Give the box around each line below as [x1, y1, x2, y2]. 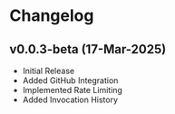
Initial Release [22, 65, 75, 76]
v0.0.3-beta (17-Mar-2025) [9, 42, 167, 57]
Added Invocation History [22, 94, 119, 105]
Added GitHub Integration [22, 75, 119, 86]
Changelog [9, 5, 94, 26]
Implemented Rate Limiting [22, 85, 122, 95]
